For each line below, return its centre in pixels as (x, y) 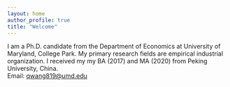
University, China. (33, 69)
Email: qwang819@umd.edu (47, 76)
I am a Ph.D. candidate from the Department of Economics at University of (114, 47)
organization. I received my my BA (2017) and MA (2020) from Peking (107, 61)
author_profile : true (39, 20)
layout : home (26, 14)
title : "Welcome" (33, 26)
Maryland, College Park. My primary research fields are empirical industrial (115, 54)
